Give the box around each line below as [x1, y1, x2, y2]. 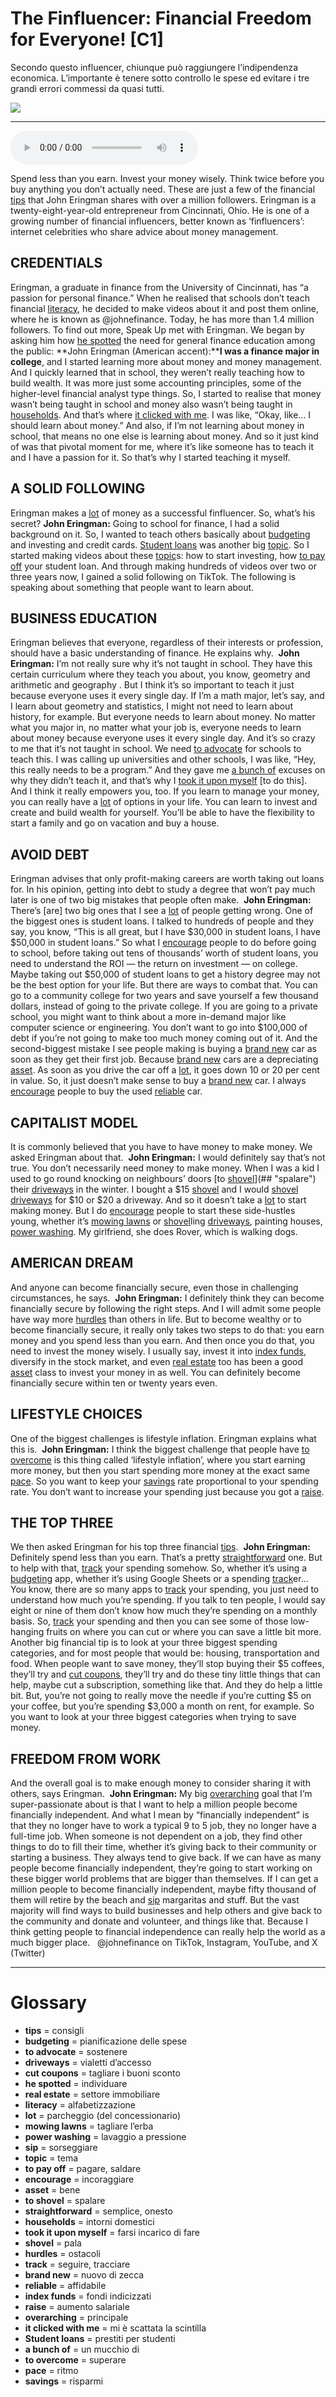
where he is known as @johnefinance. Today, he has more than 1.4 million [10, 313, 315, 325]
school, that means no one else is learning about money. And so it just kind [10, 430, 319, 442]
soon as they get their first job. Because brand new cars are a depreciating [10, 1053, 319, 1066]
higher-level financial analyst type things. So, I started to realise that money [10, 387, 322, 399]
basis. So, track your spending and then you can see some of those [10, 1615, 289, 1627]
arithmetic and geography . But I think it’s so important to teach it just [10, 679, 295, 691]
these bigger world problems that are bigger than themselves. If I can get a [10, 1873, 319, 1885]
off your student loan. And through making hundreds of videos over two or [10, 560, 318, 572]
